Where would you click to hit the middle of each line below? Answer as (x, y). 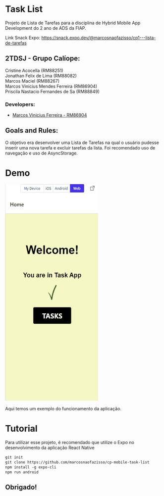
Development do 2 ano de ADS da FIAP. (46, 28)
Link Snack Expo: (23, 38)
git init (14, 457)
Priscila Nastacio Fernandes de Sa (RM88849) (53, 91)
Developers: (20, 104)
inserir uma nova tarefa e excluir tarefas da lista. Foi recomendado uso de (80, 148)
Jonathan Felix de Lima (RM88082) (41, 76)
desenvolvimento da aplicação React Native (50, 447)
